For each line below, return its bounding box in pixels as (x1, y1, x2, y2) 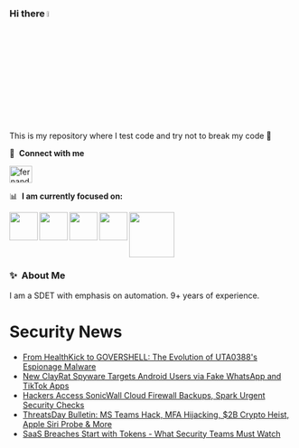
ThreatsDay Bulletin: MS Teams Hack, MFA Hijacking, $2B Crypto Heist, (22, 409, 290, 420)
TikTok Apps (22, 380, 70, 391)
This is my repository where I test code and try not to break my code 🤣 (9, 130, 272, 141)
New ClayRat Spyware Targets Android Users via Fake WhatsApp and (22, 370, 282, 381)
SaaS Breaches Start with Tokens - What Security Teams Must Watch (22, 428, 282, 439)
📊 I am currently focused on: (9, 191, 124, 201)
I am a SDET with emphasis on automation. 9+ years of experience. (9, 290, 260, 301)
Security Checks (22, 399, 85, 410)
